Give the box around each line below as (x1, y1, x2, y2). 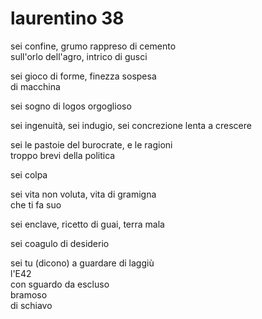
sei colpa (10, 168, 48, 181)
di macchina (10, 80, 61, 92)
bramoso (10, 288, 48, 301)
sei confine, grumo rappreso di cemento (10, 40, 177, 52)
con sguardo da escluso (10, 278, 110, 290)
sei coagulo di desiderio (10, 237, 110, 249)
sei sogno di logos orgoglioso (10, 100, 132, 112)
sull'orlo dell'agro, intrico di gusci (10, 50, 148, 62)
